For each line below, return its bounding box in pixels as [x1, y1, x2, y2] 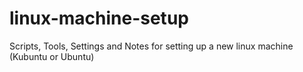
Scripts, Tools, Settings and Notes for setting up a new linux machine [9, 40, 294, 52]
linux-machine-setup [9, 7, 189, 30]
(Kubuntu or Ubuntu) [9, 50, 95, 62]
